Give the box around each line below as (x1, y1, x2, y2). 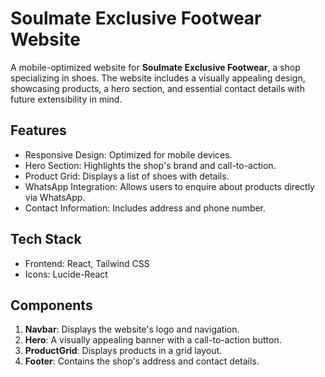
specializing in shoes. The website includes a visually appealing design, (10, 72, 306, 84)
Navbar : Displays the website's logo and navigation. (24, 323, 240, 336)
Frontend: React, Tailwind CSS (24, 257, 150, 269)
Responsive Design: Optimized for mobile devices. (24, 148, 233, 161)
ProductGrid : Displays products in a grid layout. (24, 345, 223, 357)
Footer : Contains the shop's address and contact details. (24, 355, 260, 367)
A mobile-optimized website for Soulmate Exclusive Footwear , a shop (10, 61, 301, 73)
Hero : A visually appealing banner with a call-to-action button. (24, 334, 282, 346)
